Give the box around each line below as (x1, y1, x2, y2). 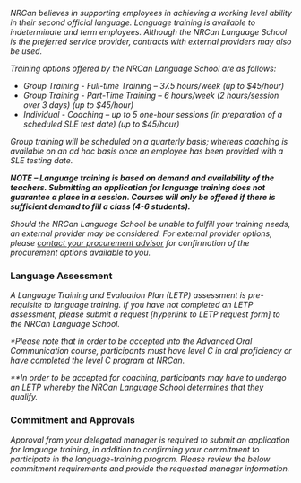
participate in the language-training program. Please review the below (10, 453, 271, 464)
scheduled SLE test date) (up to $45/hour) (22, 119, 180, 129)
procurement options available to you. (10, 247, 151, 258)
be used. (10, 46, 43, 57)
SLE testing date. (10, 155, 73, 165)
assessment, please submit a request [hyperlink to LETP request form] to (10, 309, 281, 320)
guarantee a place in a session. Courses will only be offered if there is (10, 192, 276, 202)
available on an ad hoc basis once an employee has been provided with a (10, 145, 284, 156)
